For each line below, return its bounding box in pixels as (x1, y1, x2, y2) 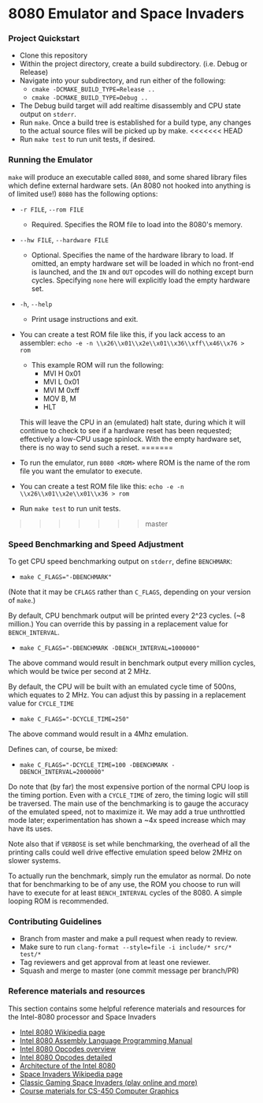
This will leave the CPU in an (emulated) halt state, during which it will (19, 417, 246, 427)
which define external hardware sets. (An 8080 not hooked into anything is (8, 181, 251, 190)
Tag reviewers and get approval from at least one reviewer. (19, 958, 211, 967)
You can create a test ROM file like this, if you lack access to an (19, 329, 226, 339)
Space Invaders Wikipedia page (19, 1069, 124, 1079)
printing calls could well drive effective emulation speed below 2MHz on (8, 847, 243, 857)
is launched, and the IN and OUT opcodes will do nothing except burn (31, 267, 254, 276)
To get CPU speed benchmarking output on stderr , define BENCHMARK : (8, 557, 232, 566)
